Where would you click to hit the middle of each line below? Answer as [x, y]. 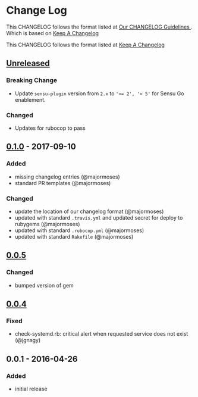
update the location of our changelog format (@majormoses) [89, 211]
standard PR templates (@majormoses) [63, 183]
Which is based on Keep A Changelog [53, 33]
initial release [31, 389]
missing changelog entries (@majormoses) [67, 177]
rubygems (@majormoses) [47, 224]
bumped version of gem [44, 285]
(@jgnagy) [28, 340]
